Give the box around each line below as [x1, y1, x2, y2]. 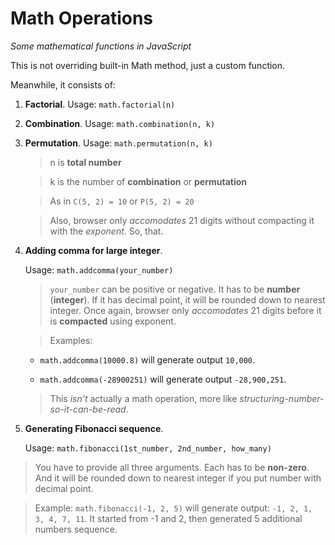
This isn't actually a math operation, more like [49, 392, 238, 404]
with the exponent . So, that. [49, 225, 164, 237]
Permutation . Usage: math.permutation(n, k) [24, 137, 213, 149]
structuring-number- [239, 392, 325, 404]
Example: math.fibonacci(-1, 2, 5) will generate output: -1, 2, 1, [34, 502, 313, 514]
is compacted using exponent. [49, 315, 177, 327]
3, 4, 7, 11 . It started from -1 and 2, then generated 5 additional [34, 512, 303, 524]
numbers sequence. [34, 523, 118, 535]
